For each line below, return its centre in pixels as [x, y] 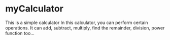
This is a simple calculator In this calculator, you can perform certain [77, 22]
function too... [20, 33]
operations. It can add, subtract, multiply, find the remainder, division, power [85, 27]
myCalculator [34, 9]
